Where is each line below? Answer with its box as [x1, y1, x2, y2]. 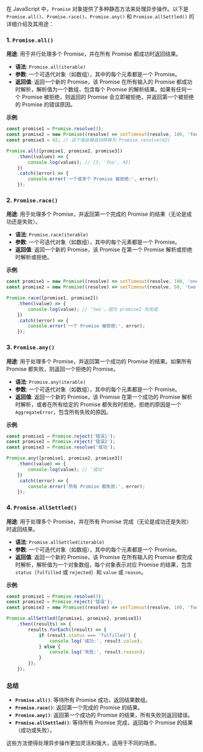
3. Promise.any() [6, 343, 55, 352]
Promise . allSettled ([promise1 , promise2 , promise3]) [6, 615, 142, 621]
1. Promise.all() [6, 36, 54, 44]
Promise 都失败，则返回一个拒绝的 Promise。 [6, 365, 119, 372]
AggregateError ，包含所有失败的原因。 [14, 408, 112, 415]
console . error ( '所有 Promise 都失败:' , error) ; [28, 483, 146, 490]
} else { [38, 643, 61, 650]
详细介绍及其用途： [6, 21, 54, 27]
